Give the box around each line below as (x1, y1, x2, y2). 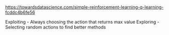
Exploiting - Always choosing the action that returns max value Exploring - (5, 19, 160, 25)
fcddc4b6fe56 (5, 9, 35, 15)
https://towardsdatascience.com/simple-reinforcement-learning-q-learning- (5, 4, 164, 10)
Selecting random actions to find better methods (5, 24, 106, 30)
